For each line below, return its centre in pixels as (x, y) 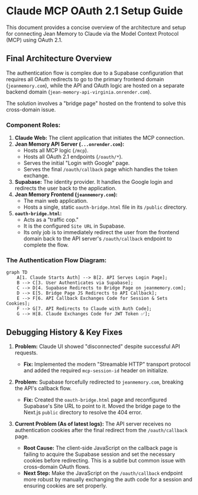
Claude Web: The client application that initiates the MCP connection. (100, 138)
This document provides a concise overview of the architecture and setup (96, 27)
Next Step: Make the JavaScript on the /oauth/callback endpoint (103, 473)
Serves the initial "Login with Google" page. (77, 163)
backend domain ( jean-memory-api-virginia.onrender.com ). (79, 92)
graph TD (17, 273)
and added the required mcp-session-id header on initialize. (96, 371)
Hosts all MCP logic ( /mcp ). (56, 151)
